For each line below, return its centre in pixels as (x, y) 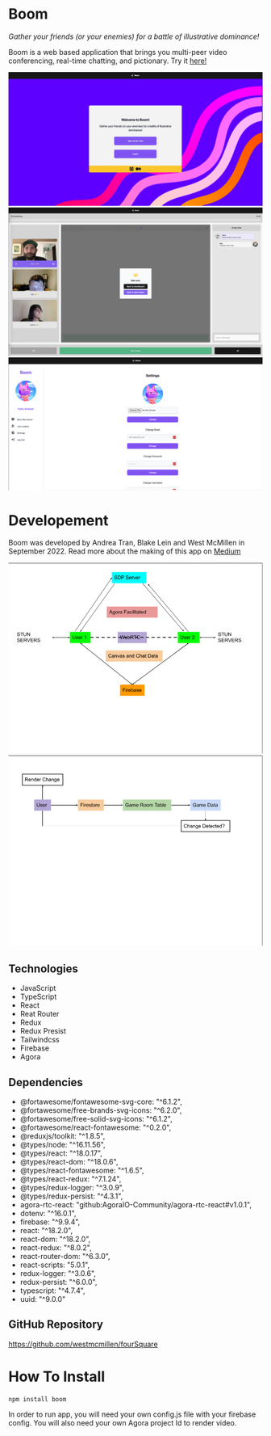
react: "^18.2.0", (46, 1230)
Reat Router (40, 1014)
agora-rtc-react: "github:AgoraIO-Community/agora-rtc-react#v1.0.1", (136, 1204)
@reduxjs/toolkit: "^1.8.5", (63, 1135)
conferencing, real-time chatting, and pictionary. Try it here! (108, 61)
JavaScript (38, 988)
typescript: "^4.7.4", (53, 1291)
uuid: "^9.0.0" (43, 1299)
